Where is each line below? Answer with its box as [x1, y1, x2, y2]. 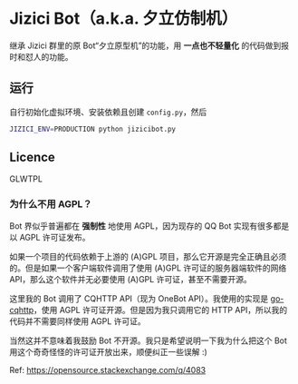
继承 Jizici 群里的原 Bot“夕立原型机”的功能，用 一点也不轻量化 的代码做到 [9, 40, 282, 51]
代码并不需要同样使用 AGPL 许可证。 [9, 315, 147, 327]
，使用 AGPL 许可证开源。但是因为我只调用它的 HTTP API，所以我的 [33, 304, 288, 315]
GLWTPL [9, 173, 43, 184]
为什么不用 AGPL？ [9, 198, 92, 211]
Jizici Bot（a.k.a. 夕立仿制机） [9, 8, 238, 29]
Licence [9, 150, 56, 165]
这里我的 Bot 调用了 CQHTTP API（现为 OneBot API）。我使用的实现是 [9, 292, 269, 304]
